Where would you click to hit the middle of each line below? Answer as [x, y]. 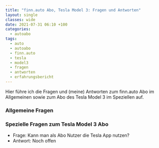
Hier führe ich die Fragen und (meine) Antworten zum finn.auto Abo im [80, 91]
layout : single [22, 15]
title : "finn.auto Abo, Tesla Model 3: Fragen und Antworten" [73, 10]
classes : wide [21, 20]
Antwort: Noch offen [34, 141]
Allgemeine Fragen [29, 110]
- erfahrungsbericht [32, 77]
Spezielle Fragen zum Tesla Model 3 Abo [57, 124]
